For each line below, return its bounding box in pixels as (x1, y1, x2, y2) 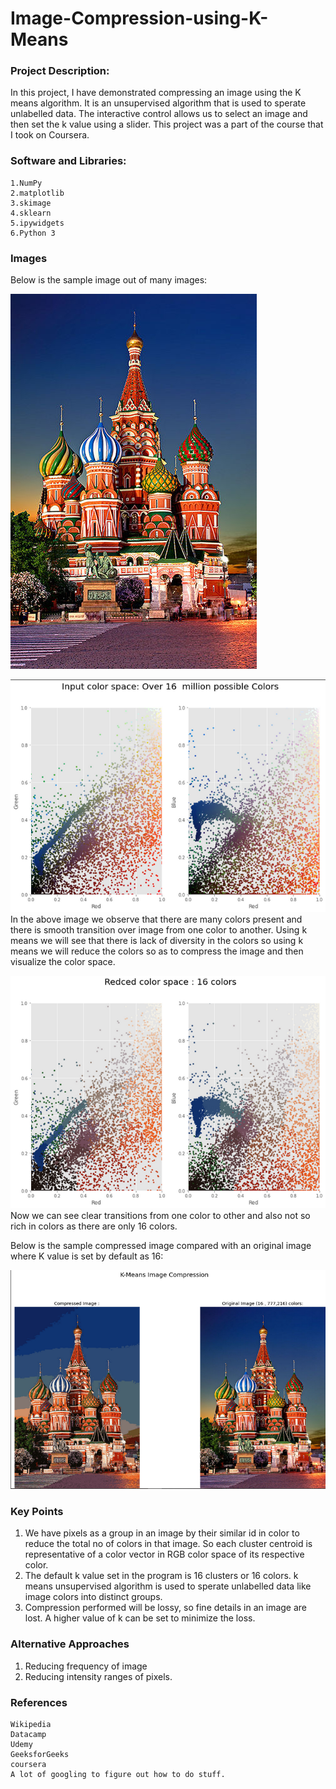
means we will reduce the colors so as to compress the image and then (10, 945, 304, 957)
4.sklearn (10, 208, 52, 218)
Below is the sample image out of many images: (10, 274, 208, 286)
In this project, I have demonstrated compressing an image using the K (10, 87, 302, 99)
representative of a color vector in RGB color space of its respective (24, 1548, 305, 1561)
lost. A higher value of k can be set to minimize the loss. (24, 1612, 256, 1624)
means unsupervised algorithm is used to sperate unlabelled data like (24, 1580, 312, 1592)
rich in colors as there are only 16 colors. (10, 1220, 178, 1232)
